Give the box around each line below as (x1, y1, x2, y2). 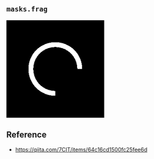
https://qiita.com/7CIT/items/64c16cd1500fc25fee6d (15, 146, 148, 153)
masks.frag (6, 5, 48, 13)
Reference (6, 130, 47, 140)
